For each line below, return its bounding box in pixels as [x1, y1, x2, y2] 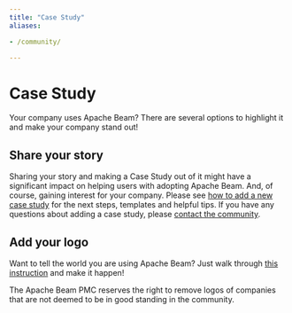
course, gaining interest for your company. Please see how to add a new [9, 190, 273, 200]
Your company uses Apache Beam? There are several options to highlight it [9, 113, 284, 123]
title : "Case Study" [9, 12, 86, 22]
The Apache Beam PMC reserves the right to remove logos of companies [9, 285, 276, 295]
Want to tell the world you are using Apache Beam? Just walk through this [9, 258, 279, 269]
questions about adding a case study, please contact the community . [9, 209, 261, 220]
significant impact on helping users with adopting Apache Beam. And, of [9, 181, 273, 192]
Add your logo [9, 234, 89, 249]
